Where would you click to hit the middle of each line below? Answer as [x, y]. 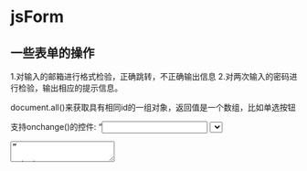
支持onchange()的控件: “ [57, 127]
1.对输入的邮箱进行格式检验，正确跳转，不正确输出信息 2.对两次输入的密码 [150, 76]
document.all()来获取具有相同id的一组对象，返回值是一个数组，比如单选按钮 [153, 107]
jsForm [37, 17]
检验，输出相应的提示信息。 [70, 88]
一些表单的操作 [53, 53]
